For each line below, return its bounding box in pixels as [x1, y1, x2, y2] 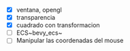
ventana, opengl [16, 6, 62, 14]
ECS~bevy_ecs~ [16, 29, 63, 37]
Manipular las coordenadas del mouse [16, 37, 124, 45]
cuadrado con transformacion [16, 21, 100, 29]
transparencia [16, 14, 56, 22]
